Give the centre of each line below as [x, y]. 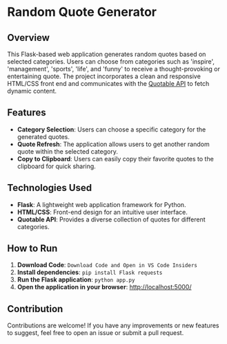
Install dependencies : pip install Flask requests [90, 272]
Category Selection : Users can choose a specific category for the [111, 129]
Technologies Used [49, 188]
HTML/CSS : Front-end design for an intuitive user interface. [102, 212]
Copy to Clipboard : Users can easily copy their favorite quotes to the [115, 159]
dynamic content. [32, 91]
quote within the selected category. [68, 151]
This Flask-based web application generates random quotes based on [107, 54]
